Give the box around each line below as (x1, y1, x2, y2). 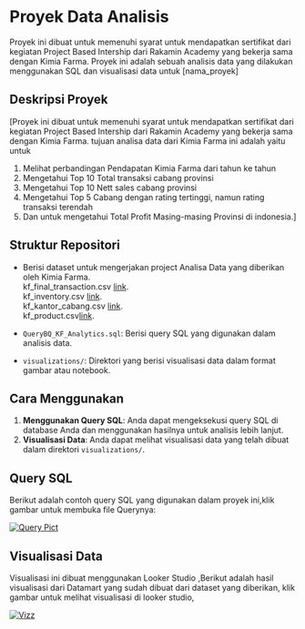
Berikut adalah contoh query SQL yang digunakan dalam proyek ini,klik (9, 494, 275, 506)
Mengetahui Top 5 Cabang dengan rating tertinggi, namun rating (22, 191, 265, 202)
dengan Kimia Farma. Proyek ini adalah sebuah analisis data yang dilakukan (9, 56, 293, 66)
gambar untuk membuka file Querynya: (9, 504, 157, 515)
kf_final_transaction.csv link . (22, 280, 129, 292)
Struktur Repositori (9, 238, 120, 253)
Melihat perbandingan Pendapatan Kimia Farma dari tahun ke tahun (22, 162, 277, 174)
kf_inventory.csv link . (22, 290, 103, 301)
